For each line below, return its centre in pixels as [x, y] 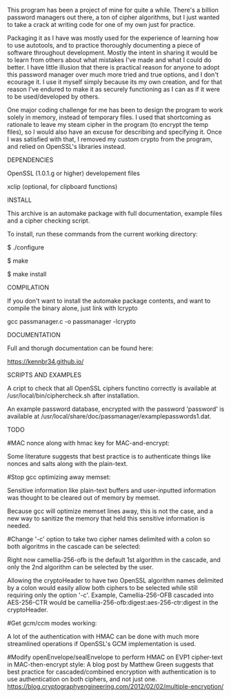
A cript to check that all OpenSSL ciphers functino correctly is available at [112, 388]
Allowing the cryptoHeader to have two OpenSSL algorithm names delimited [115, 580]
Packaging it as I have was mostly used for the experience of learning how [113, 38]
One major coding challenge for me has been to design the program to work [115, 110]
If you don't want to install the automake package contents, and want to [109, 301]
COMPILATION [28, 287]
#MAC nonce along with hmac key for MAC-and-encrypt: [89, 443]
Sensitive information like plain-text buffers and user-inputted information [111, 490]
